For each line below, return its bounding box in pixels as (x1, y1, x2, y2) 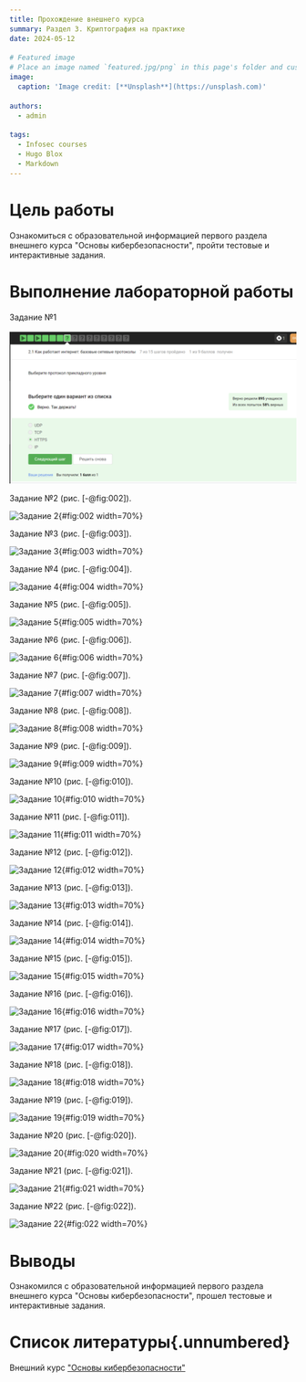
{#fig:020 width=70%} (63, 1147, 148, 1159)
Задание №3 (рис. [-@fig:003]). (9, 528, 132, 539)
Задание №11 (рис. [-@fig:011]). (9, 811, 130, 822)
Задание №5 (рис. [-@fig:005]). (9, 599, 132, 610)
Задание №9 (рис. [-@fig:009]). (9, 741, 132, 752)
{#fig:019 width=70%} (61, 1113, 146, 1124)
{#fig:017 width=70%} (61, 1041, 144, 1052)
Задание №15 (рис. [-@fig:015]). (9, 953, 134, 964)
